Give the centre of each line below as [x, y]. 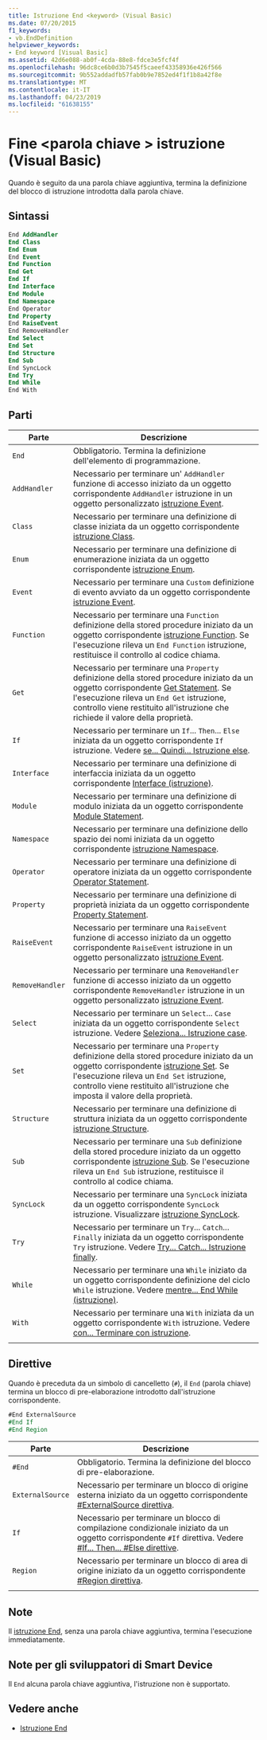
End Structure [32, 353]
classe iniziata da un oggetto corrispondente [156, 526]
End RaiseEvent [33, 323]
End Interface [32, 287]
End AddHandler [33, 235]
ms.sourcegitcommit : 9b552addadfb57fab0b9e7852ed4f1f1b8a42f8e [115, 75]
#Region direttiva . [110, 1581]
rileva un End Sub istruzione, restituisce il [148, 1171]
